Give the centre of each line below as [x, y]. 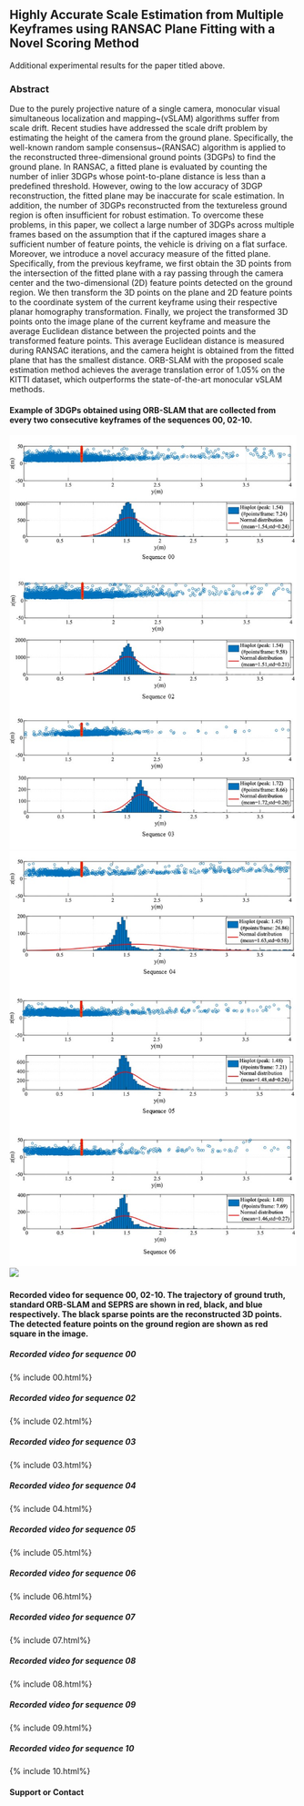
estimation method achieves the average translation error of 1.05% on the [147, 370]
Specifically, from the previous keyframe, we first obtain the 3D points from [151, 264]
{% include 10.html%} [50, 1771]
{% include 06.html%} [51, 1596]
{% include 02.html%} [51, 1421]
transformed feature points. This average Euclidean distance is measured [147, 341]
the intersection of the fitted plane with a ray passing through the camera [147, 273]
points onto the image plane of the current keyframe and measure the [140, 321]
